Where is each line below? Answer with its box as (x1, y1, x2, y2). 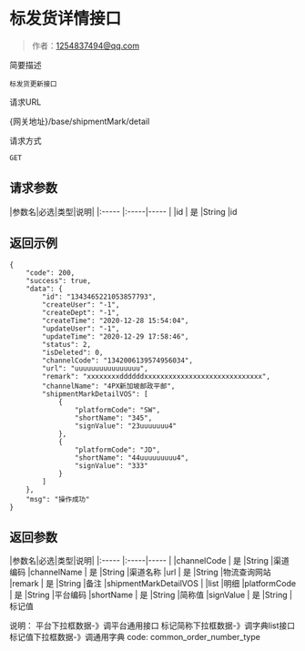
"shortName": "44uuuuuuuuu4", (74, 453, 189, 463)
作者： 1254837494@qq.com (31, 40, 139, 51)
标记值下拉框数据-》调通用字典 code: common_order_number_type (9, 632, 261, 643)
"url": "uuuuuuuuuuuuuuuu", (42, 363, 148, 373)
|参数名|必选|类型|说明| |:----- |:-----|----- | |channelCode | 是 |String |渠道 (9, 555, 290, 566)
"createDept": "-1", (42, 308, 120, 317)
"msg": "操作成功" (25, 494, 90, 504)
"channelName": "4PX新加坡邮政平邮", (42, 381, 176, 391)
